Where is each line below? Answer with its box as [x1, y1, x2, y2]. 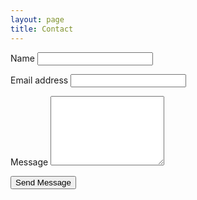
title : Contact [10, 24, 74, 34]
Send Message [15, 177, 72, 188]
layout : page [10, 14, 65, 25]
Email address [10, 74, 69, 86]
